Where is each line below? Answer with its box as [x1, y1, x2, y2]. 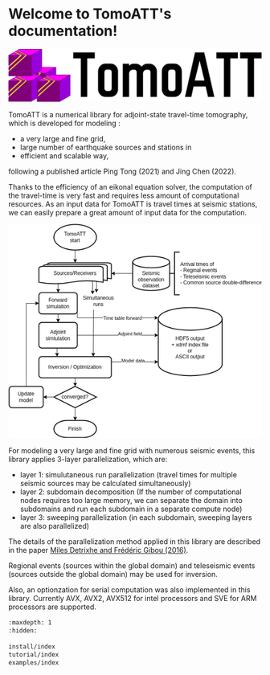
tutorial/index [8, 650, 59, 659]
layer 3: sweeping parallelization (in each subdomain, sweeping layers [19, 512, 252, 522]
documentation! [8, 22, 118, 40]
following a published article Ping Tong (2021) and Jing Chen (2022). [8, 166, 237, 176]
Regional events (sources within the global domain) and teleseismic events [8, 560, 256, 571]
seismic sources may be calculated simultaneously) [19, 478, 191, 488]
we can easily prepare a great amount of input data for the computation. [8, 207, 247, 217]
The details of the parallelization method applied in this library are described [8, 536, 261, 546]
